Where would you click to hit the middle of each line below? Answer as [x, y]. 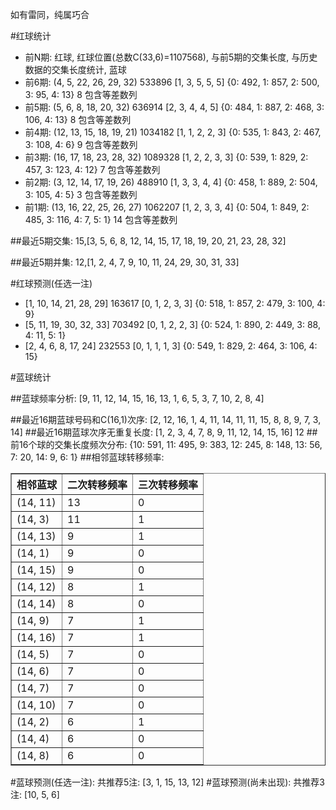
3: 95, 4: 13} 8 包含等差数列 [81, 94]
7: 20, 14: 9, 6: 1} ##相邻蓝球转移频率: [87, 457]
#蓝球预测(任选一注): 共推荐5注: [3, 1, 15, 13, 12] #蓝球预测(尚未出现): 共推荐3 [167, 782]
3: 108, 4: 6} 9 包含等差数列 [81, 144]
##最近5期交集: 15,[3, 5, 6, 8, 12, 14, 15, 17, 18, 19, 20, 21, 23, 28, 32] [148, 241]
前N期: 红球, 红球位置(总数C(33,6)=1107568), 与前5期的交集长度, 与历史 [171, 57]
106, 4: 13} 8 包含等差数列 [78, 119]
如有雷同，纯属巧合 [50, 14]
